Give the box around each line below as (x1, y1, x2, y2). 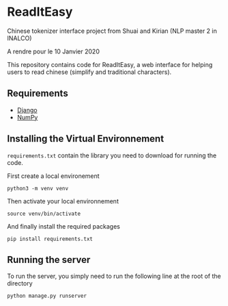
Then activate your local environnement (7, 196, 119, 205)
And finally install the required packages (7, 222, 121, 230)
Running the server (7, 254, 91, 266)
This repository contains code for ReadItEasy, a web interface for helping (7, 60, 213, 68)
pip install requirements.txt (7, 235, 94, 242)
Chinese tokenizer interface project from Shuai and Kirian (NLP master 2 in (7, 27, 217, 35)
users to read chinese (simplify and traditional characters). (7, 68, 172, 76)
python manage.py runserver (7, 292, 87, 300)
